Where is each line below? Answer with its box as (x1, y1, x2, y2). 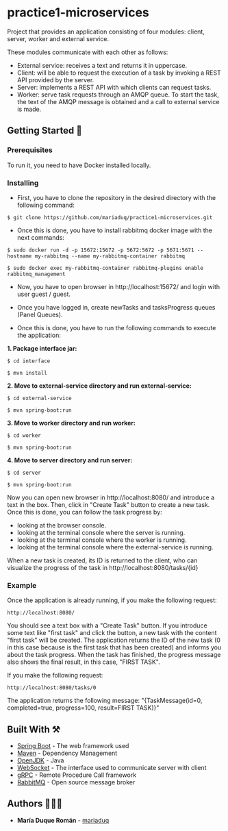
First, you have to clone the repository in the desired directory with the (16, 193, 216, 201)
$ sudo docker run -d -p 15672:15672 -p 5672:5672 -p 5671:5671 (7, 247, 194, 253)
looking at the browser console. (16, 521, 107, 529)
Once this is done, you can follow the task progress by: (7, 508, 162, 516)
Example (7, 580, 37, 590)
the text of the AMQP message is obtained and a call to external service (16, 97, 220, 106)
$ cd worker (7, 432, 41, 439)
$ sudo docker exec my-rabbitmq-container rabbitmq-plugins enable (7, 264, 204, 271)
